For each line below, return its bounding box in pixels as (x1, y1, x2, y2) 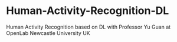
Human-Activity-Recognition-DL (6, 4, 169, 17)
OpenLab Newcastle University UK (6, 29, 90, 36)
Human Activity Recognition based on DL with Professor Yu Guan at (6, 23, 171, 30)
